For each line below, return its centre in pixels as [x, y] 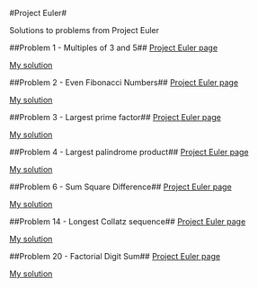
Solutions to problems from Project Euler [85, 30]
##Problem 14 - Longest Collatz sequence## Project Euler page [128, 222]
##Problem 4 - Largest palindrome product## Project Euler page [129, 152]
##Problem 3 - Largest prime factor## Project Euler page [116, 117]
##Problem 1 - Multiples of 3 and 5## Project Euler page [114, 48]
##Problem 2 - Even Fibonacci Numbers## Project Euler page [124, 83]
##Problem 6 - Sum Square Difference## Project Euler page [120, 187]
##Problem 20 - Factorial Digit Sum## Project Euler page [115, 256]
